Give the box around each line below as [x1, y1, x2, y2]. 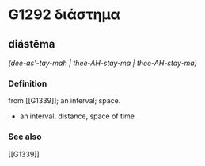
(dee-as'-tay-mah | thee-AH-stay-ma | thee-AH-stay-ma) [8, 58, 198, 68]
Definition [8, 78, 47, 89]
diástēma [8, 37, 55, 51]
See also [8, 131, 42, 142]
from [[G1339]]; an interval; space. [8, 96, 121, 106]
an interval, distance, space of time [19, 111, 135, 121]
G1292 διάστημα [8, 6, 120, 24]
